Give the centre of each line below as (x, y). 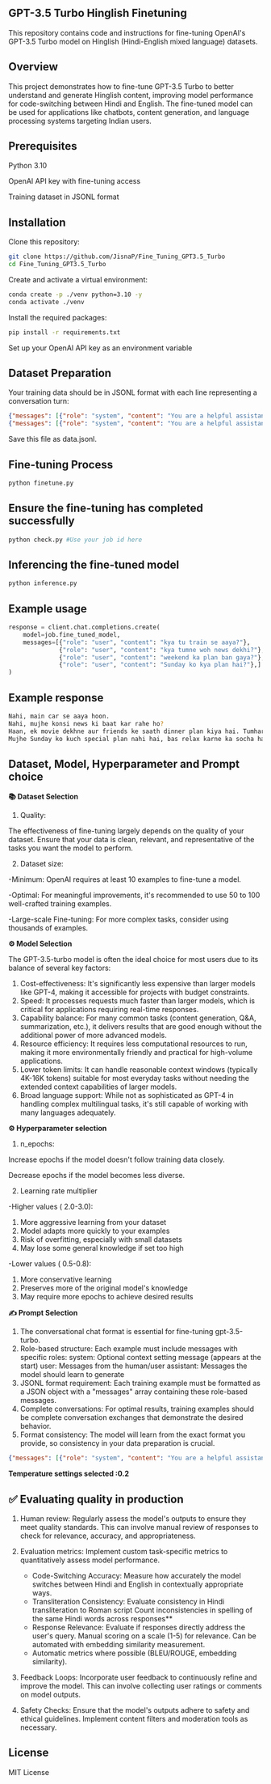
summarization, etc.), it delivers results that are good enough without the (141, 1027)
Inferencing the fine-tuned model (94, 564)
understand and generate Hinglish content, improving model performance (131, 95)
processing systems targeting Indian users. (80, 121)
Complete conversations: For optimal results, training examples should (137, 1409)
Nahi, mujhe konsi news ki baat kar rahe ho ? (86, 723)
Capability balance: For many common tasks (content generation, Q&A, (138, 1018)
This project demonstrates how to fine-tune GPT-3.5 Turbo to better (121, 86)
